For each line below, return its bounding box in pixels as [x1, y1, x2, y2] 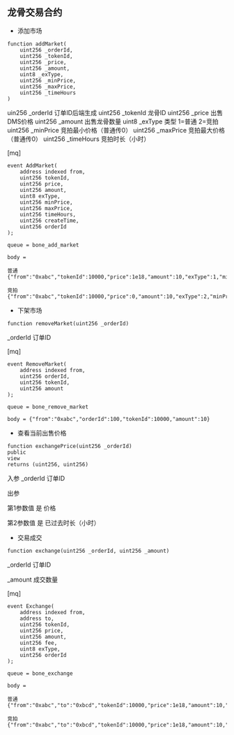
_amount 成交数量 [7, 575, 58, 584]
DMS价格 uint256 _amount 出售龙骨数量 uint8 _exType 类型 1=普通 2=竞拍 [7, 117, 219, 126]
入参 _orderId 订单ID [7, 474, 65, 482]
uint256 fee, [19, 639, 58, 646]
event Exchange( [7, 602, 54, 609]
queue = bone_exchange [7, 669, 73, 677]
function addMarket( [7, 40, 68, 47]
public [7, 449, 26, 456]
